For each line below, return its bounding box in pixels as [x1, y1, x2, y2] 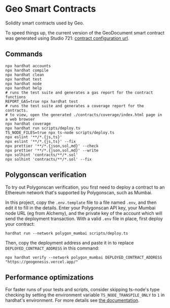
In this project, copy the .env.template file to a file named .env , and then [5, 199, 157, 205]
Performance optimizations [5, 273, 94, 282]
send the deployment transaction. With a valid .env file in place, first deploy [5, 215, 163, 222]
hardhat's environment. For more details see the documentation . [5, 297, 140, 303]
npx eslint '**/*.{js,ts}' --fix [5, 139, 76, 144]
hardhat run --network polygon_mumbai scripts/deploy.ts [5, 231, 128, 236]
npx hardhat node [5, 81, 42, 86]
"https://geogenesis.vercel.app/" [5, 259, 79, 264]
